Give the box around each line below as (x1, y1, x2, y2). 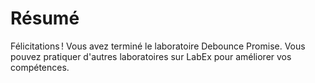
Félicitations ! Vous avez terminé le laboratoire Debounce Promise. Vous (10, 40, 306, 52)
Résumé (10, 7, 80, 30)
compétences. (10, 61, 70, 73)
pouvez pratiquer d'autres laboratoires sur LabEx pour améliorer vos (10, 50, 292, 62)
